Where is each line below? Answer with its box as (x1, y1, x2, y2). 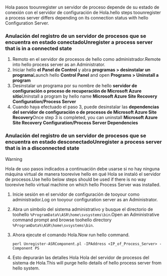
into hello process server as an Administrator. (12, 62, 105, 68)
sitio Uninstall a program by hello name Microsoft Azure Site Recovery (12, 93, 158, 99)
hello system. (12, 265, 40, 271)
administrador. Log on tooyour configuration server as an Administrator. (12, 196, 158, 202)
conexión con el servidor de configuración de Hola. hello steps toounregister (5, 9, 162, 15)
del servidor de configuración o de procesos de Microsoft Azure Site (12, 109, 157, 115)
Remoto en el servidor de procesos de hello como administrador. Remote (12, 56, 161, 62)
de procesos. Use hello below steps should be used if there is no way (5, 176, 147, 182)
